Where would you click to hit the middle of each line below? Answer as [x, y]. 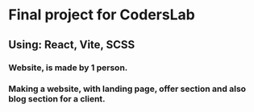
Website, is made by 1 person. [68, 68]
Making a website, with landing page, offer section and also [127, 89]
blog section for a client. [57, 99]
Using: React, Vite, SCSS [72, 45]
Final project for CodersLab [102, 15]
